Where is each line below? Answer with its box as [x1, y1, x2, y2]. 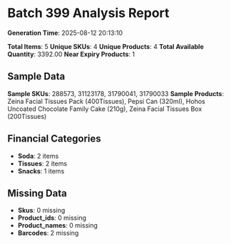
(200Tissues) [7, 112, 47, 120]
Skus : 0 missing [17, 206, 66, 215]
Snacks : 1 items [17, 166, 65, 175]
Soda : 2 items [17, 152, 59, 160]
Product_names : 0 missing [17, 221, 98, 230]
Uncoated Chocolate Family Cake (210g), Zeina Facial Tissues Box [7, 105, 202, 113]
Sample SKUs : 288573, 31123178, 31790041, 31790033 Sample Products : [7, 89, 225, 97]
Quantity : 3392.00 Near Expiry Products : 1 [7, 50, 135, 58]
